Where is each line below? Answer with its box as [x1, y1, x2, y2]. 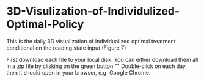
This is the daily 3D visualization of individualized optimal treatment [6, 37, 176, 45]
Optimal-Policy [6, 17, 84, 31]
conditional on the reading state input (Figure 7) [6, 44, 126, 51]
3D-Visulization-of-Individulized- [6, 4, 180, 18]
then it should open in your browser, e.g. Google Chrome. [6, 69, 151, 76]
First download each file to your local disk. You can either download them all [6, 56, 199, 63]
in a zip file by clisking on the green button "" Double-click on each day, [6, 62, 188, 70]
